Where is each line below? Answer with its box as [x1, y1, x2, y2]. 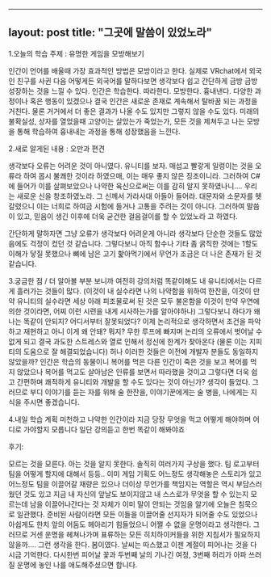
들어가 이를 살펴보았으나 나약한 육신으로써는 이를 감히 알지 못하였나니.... [16, 181, 243, 191]
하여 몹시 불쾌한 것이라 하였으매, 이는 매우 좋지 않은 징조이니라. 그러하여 [23, 171, 249, 180]
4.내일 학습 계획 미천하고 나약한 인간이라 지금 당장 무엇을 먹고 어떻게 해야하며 [8, 414, 252, 424]
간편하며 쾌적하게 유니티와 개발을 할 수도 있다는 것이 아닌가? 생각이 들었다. [16, 377, 251, 386]
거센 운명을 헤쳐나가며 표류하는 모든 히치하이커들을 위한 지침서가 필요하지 [29, 529, 261, 539]
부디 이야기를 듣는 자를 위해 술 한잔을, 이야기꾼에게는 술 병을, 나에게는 [29, 387, 249, 397]
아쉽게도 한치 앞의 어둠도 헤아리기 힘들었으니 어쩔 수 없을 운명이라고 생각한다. [8, 519, 252, 529]
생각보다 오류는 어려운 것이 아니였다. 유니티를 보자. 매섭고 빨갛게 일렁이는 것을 [8, 161, 254, 171]
